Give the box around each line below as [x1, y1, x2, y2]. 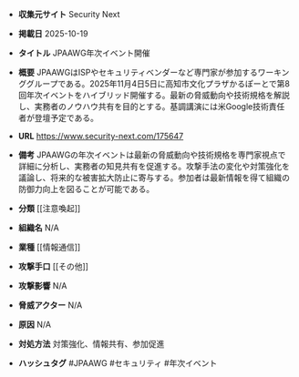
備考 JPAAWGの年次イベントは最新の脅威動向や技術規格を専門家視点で [17, 149, 286, 160]
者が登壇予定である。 [17, 113, 98, 123]
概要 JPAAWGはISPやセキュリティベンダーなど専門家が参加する [17, 67, 258, 77]
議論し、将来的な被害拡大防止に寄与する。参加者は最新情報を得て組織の [17, 172, 290, 183]
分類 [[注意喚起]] [17, 203, 81, 213]
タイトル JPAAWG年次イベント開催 [17, 47, 150, 58]
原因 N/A [17, 319, 52, 330]
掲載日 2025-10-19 [17, 28, 88, 39]
